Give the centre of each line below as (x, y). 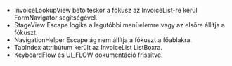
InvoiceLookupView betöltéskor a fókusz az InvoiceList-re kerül (106, 10)
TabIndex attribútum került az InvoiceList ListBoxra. (88, 47)
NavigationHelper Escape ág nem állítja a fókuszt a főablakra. (103, 40)
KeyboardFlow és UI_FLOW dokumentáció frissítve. (88, 55)
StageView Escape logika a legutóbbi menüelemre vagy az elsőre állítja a (119, 25)
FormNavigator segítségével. (56, 18)
